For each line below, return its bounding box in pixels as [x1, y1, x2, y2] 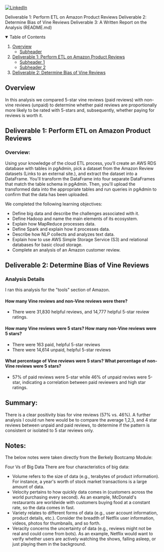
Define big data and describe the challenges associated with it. [12, 210, 140, 216]
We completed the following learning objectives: [5, 201, 102, 207]
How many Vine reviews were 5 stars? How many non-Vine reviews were [5, 325, 157, 331]
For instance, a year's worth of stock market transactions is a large [12, 478, 147, 485]
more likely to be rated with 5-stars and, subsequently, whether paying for [5, 107, 155, 113]
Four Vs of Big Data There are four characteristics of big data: [5, 464, 130, 470]
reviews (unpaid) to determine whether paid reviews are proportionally [14, 102, 157, 108]
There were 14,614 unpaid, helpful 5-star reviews [12, 347, 111, 352]
